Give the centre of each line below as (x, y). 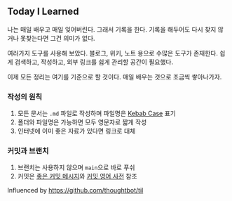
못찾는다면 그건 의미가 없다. (58, 38)
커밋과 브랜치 (28, 151)
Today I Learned (43, 12)
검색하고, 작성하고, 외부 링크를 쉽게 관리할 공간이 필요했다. (94, 62)
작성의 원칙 (25, 96)
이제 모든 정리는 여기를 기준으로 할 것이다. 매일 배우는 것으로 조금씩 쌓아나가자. (115, 77)
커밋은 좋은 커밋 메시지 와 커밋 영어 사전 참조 (77, 176)
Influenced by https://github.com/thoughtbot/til (75, 190)
